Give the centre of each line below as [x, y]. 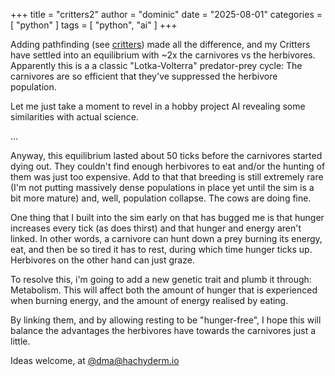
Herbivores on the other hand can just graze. [102, 260]
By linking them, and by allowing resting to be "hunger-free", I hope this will [166, 320]
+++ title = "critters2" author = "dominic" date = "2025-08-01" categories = [166, 14]
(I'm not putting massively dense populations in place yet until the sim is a [162, 187]
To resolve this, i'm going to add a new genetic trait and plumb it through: [161, 279]
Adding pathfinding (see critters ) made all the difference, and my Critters [160, 44]
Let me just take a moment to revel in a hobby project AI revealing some [158, 106]
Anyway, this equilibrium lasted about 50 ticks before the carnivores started [166, 155]
